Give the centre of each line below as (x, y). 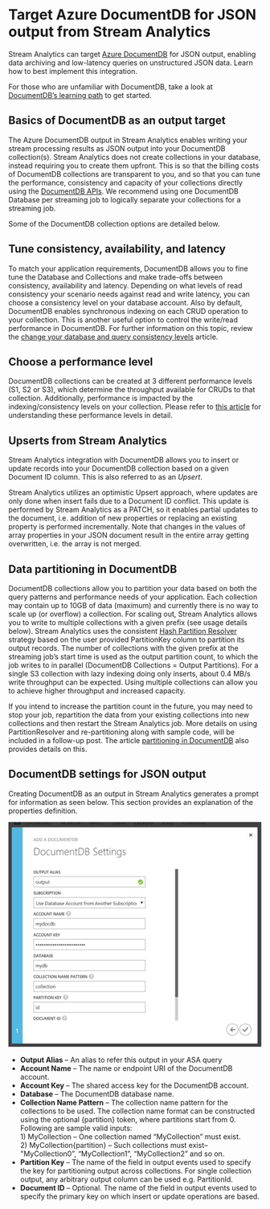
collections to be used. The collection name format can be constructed (137, 1111)
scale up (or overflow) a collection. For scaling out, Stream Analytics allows (133, 614)
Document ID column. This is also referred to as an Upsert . (106, 477)
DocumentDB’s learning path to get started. (80, 95)
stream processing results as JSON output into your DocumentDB (117, 148)
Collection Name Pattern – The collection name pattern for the (124, 1103)
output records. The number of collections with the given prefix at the (124, 648)
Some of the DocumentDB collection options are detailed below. (114, 223)
